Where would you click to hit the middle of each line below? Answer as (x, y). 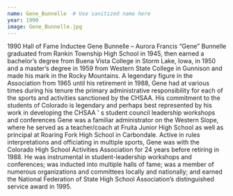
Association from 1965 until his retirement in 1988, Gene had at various (109, 83)
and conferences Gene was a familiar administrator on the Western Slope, (113, 120)
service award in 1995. (39, 187)
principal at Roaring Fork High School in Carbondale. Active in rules (104, 135)
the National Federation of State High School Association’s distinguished (111, 179)
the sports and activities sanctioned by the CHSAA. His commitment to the (114, 98)
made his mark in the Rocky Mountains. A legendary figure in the (100, 76)
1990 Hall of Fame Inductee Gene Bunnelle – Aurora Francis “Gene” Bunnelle (117, 47)
